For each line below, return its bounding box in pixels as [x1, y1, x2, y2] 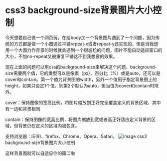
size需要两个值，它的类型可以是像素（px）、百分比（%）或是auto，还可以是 [5, 70, 161, 76]
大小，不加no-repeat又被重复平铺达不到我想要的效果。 [5, 53, 118, 59]
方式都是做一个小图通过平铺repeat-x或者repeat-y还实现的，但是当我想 [13, 40, 159, 46]
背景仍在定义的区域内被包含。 [18, 122, 80, 128]
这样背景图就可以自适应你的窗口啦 [5, 150, 75, 156]
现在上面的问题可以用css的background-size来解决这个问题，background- [5, 63, 157, 70]
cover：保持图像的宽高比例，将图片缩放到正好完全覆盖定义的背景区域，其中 [5, 99, 161, 105]
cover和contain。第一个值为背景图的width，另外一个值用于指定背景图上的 [5, 76, 157, 82]
